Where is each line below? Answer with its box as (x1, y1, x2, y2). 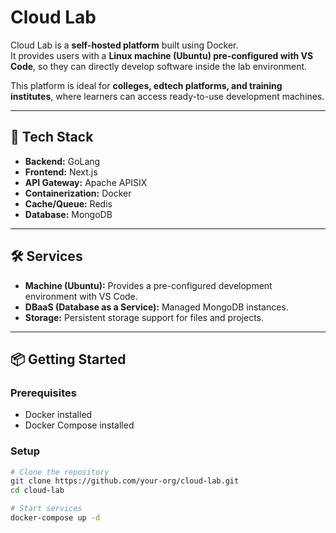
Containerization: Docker (24, 187, 132, 199)
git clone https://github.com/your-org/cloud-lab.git (10, 476, 240, 486)
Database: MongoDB (24, 208, 113, 220)
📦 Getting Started (10, 351, 127, 368)
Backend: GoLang (24, 155, 101, 167)
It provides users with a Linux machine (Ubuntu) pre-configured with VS (10, 49, 314, 61)
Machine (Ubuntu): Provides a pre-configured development (24, 279, 273, 291)
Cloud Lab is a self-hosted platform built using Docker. (10, 39, 239, 51)
